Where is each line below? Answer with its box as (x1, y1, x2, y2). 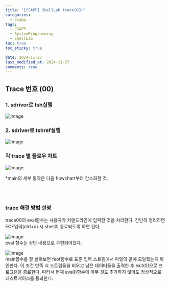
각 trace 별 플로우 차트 (5, 152, 58, 160)
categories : (5, 12, 31, 17)
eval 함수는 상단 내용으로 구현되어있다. (5, 239, 82, 246)
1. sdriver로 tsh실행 (5, 101, 53, 108)
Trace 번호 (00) (5, 84, 54, 93)
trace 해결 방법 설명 (5, 204, 52, 211)
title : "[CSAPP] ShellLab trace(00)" (5, 7, 86, 13)
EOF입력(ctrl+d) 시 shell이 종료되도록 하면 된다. (5, 223, 101, 229)
